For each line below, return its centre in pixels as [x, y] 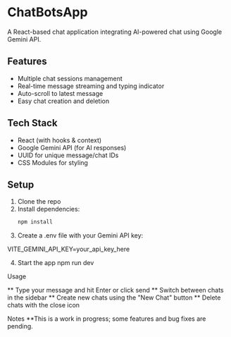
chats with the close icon [43, 305]
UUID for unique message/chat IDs [68, 155]
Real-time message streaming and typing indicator [91, 86]
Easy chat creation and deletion [63, 101]
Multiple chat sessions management [70, 78]
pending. [20, 326]
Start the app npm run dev [56, 263]
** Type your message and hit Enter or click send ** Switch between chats [115, 290]
